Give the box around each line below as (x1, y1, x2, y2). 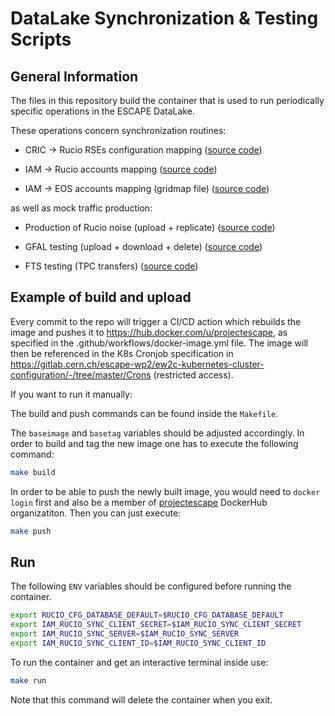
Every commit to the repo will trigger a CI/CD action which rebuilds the (10, 315, 302, 327)
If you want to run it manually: (10, 388, 133, 400)
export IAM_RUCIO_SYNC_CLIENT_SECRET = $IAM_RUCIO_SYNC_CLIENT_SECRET (10, 620, 302, 630)
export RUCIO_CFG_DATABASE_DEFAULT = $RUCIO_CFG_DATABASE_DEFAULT (10, 610, 284, 621)
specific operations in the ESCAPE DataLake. (10, 105, 195, 117)
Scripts (10, 28, 72, 51)
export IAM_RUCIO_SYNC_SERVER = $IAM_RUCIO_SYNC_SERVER (10, 629, 240, 639)
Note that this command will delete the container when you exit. (10, 693, 273, 706)
